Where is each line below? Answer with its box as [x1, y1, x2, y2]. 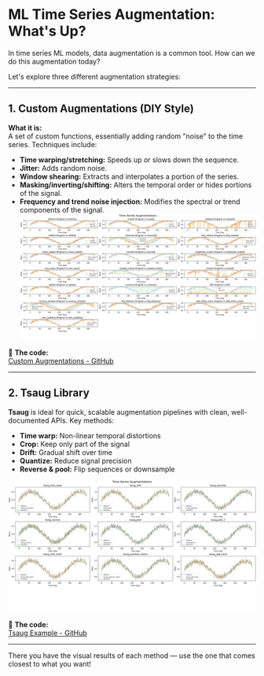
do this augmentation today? [8, 57, 101, 66]
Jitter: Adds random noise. [19, 163, 108, 172]
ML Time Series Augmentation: [8, 6, 215, 24]
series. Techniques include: [8, 139, 97, 149]
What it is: [8, 123, 42, 132]
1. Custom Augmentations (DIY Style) [8, 102, 194, 116]
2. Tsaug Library [8, 386, 90, 400]
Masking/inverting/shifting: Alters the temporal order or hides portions [19, 179, 252, 190]
